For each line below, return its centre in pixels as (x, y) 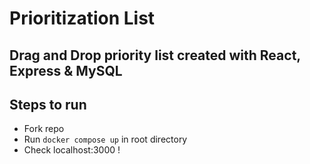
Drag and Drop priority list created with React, (155, 55)
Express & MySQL (66, 70)
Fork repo (44, 129)
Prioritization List (82, 18)
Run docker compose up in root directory (105, 139)
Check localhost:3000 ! (72, 150)
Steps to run (48, 104)
